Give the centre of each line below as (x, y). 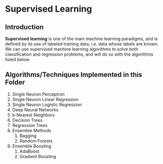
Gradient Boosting (38, 156)
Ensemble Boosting (32, 146)
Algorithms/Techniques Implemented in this (74, 75)
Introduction (24, 27)
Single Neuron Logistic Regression (47, 104)
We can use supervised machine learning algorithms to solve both (72, 49)
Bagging (28, 136)
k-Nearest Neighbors (33, 115)
